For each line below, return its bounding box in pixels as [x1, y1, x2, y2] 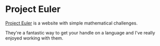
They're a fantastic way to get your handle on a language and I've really [5, 29, 155, 35]
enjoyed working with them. [5, 35, 63, 41]
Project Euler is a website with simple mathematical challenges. [5, 20, 138, 26]
